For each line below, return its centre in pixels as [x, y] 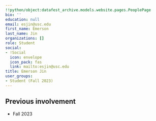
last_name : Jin [21, 34]
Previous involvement [41, 101]
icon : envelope [26, 57]
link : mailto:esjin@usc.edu [40, 67]
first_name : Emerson [27, 29]
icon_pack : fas [26, 62]
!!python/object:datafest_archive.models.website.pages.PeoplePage [78, 10]
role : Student [20, 43]
